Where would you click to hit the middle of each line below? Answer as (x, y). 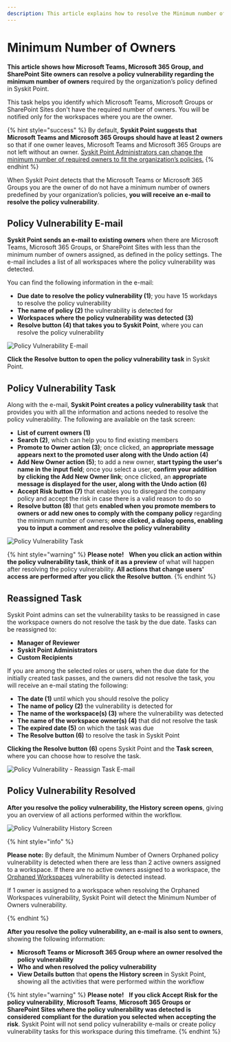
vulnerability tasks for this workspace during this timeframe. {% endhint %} (114, 1031)
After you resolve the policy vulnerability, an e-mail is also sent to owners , (115, 931)
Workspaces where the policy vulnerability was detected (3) (105, 318)
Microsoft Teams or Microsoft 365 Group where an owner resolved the (120, 952)
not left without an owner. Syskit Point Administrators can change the (105, 152)
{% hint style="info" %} (41, 842)
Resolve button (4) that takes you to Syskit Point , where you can (110, 325)
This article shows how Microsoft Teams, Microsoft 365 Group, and (106, 67)
